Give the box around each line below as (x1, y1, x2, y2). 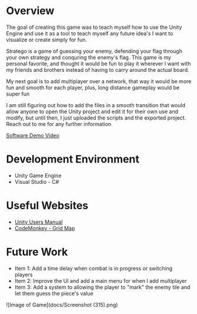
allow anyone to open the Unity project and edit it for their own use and (6, 108, 178, 115)
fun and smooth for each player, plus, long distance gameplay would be (6, 84, 180, 91)
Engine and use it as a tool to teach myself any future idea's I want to (6, 29, 173, 37)
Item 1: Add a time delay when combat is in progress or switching (14, 265, 173, 272)
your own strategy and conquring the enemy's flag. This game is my (6, 54, 172, 61)
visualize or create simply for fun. (6, 36, 87, 43)
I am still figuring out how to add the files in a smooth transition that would (6, 101, 186, 108)
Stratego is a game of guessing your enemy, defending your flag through (6, 47, 182, 54)
